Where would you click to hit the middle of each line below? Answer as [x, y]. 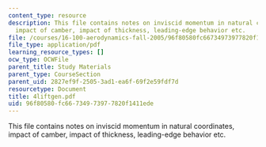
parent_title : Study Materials [60, 67]
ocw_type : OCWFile [38, 60]
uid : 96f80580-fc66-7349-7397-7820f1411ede [81, 104]
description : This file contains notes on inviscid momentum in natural [131, 23]
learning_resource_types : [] [56, 52]
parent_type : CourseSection [55, 74]
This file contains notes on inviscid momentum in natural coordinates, [122, 126]
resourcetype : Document [47, 89]
